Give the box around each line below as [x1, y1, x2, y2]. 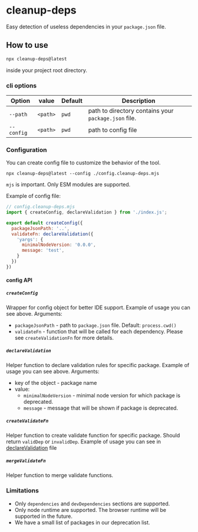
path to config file [88, 125, 137, 134]
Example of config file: [6, 193, 61, 200]
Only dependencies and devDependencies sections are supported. [14, 500, 170, 507]
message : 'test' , [21, 248, 65, 254]
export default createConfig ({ [6, 220, 83, 226]
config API [6, 277, 32, 284]
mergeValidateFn [6, 458, 46, 464]
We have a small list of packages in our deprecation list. [14, 518, 150, 526]
